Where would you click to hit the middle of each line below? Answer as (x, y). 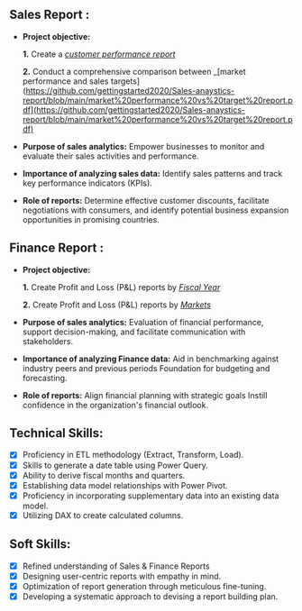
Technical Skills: (56, 433)
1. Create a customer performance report (99, 54)
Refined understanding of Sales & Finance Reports (116, 566)
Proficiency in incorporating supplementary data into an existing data (151, 496)
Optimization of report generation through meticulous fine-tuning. (144, 586)
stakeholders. (48, 341)
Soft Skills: (40, 544)
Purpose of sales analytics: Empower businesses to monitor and (143, 146)
